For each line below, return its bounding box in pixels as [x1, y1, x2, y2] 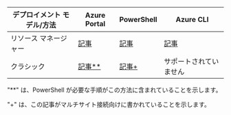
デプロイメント [12, 10, 61, 19]
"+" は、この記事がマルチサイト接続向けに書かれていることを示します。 [7, 101, 211, 108]
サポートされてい [164, 57, 219, 66]
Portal [85, 19, 106, 28]
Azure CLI [175, 15, 209, 24]
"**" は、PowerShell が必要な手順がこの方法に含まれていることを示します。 [7, 86, 222, 94]
